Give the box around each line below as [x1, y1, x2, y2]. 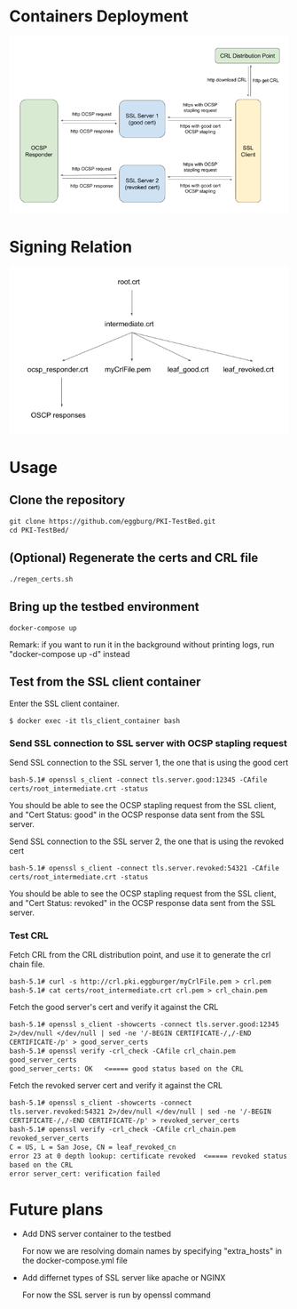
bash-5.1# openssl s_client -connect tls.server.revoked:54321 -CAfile [9, 864, 279, 873]
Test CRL [9, 929, 49, 942]
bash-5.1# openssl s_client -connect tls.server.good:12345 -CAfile [9, 775, 268, 784]
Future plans [9, 1199, 104, 1219]
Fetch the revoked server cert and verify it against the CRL [9, 1080, 223, 1091]
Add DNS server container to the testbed [21, 1229, 171, 1240]
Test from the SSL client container [9, 674, 201, 690]
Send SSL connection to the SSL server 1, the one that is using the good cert [9, 758, 289, 768]
